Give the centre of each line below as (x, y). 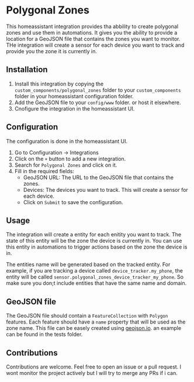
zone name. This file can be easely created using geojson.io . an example (94, 328)
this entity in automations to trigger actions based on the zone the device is (97, 247)
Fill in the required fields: (44, 171)
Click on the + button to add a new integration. (70, 159)
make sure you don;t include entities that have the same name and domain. (96, 283)
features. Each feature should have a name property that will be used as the (96, 322)
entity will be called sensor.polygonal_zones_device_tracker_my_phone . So (95, 277)
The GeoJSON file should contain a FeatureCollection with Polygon (87, 316)
